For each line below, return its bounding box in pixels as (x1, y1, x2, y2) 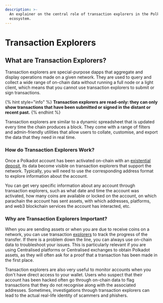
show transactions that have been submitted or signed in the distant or (5, 104, 151, 110)
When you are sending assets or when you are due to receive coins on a (5, 226, 149, 232)
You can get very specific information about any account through (5, 183, 135, 188)
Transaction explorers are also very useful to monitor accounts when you (5, 267, 151, 272)
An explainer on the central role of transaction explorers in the (9, 12, 149, 17)
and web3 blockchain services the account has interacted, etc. (5, 203, 131, 209)
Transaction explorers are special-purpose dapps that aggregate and (5, 69, 143, 75)
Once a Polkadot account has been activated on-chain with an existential (5, 157, 151, 163)
